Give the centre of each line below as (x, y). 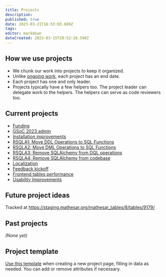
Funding (21, 126)
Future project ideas (37, 195)
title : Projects (22, 10)
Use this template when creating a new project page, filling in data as (77, 263)
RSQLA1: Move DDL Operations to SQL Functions (63, 142)
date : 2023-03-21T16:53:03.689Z (39, 24)
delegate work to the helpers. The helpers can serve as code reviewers (87, 92)
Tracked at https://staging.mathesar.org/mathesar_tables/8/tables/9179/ (80, 207)
